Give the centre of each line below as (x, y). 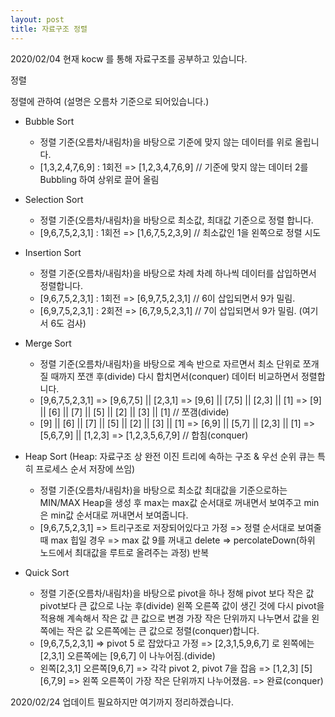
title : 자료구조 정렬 (49, 29)
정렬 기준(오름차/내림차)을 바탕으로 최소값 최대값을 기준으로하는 (163, 490)
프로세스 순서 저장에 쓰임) (85, 468)
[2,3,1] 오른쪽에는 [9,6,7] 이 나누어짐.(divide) (127, 655)
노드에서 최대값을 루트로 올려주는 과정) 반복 (124, 552)
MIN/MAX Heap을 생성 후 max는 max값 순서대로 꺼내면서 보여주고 (170, 502)
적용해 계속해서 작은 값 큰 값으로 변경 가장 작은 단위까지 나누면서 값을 (174, 618)
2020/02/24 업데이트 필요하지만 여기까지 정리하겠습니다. (122, 702)
